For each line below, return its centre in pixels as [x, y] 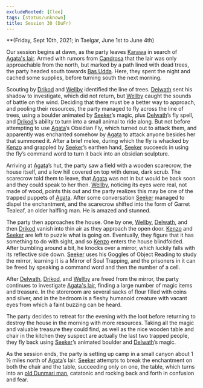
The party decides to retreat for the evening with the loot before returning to [101, 317]
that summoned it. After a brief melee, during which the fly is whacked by [98, 141]
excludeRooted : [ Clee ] [35, 12]
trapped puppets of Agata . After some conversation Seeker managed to [95, 198]
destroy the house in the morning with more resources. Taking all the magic [100, 323]
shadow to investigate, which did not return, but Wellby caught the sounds [99, 96]
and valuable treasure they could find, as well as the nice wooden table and [100, 329]
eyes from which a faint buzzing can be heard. [64, 305]
